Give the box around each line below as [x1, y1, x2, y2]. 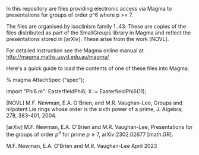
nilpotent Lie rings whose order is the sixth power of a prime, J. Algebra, [6, 106, 183, 112]
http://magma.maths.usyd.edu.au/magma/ [6, 53, 109, 60]
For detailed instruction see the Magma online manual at [6, 47, 144, 54]
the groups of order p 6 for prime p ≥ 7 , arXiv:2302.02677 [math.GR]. [6, 130, 173, 138]
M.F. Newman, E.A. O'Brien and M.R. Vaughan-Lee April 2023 [6, 142, 157, 149]
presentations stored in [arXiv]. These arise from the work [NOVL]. [6, 36, 169, 42]
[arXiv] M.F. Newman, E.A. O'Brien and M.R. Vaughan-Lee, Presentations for [6, 124, 193, 130]
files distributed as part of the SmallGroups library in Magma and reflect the [6, 29, 191, 36]
